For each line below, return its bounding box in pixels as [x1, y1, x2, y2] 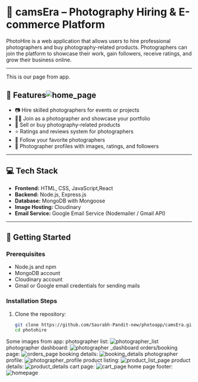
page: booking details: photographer [6, 351, 178, 358]
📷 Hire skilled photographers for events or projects [14, 106, 140, 113]
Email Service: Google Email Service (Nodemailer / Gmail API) [14, 210, 166, 217]
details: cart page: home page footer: [6, 363, 173, 370]
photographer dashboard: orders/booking [6, 344, 178, 351]
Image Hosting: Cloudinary [14, 203, 81, 210]
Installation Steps [6, 297, 58, 305]
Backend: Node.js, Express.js [14, 191, 87, 198]
